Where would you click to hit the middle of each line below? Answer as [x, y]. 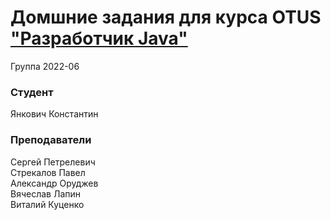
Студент [32, 92]
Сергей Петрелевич [53, 162]
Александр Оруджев [54, 183]
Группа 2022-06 [45, 66]
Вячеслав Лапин [46, 193]
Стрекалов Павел [48, 172]
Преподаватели [51, 140]
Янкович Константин [54, 114]
